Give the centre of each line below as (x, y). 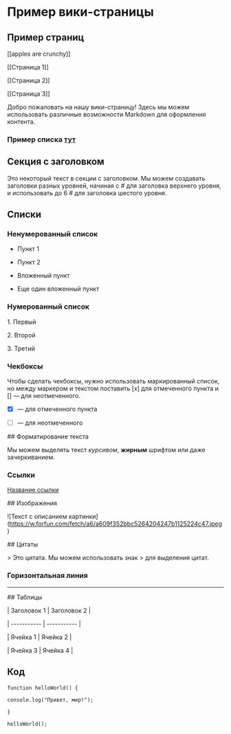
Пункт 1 (28, 249)
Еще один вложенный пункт (58, 289)
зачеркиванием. (31, 457)
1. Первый (22, 322)
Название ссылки (33, 490)
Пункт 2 (29, 263)
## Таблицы (25, 597)
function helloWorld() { (43, 688)
